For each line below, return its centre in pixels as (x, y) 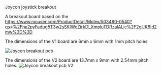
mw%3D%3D (19, 32)
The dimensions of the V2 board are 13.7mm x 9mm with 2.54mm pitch (77, 60)
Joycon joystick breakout (31, 7)
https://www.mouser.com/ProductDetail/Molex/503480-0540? (68, 22)
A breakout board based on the (37, 16)
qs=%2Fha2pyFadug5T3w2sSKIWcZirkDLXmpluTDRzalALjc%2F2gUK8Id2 (81, 27)
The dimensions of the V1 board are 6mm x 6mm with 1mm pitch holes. (77, 41)
